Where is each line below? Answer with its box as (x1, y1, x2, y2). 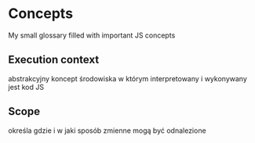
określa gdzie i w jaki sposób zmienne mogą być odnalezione (8, 126, 206, 135)
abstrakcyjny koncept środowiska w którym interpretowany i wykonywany (8, 73, 247, 83)
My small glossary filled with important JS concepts (8, 30, 176, 40)
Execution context (8, 53, 100, 66)
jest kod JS (8, 82, 45, 91)
